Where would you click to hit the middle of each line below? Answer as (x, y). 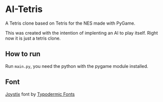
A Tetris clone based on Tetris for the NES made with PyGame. (70, 23)
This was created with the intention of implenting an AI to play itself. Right (82, 33)
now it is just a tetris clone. (33, 38)
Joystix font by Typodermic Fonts (40, 94)
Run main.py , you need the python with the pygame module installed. (77, 66)
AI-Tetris (24, 9)
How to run (23, 54)
